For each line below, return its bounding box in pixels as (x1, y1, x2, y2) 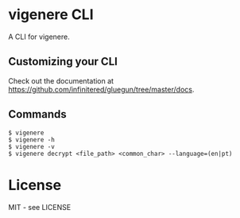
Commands (8, 107, 68, 121)
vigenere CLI (8, 6, 94, 24)
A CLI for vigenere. (8, 32, 70, 41)
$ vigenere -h (8, 135, 56, 144)
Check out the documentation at (8, 76, 114, 85)
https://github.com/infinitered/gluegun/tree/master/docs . (8, 84, 195, 94)
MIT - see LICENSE (8, 202, 72, 212)
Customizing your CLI (8, 55, 118, 68)
